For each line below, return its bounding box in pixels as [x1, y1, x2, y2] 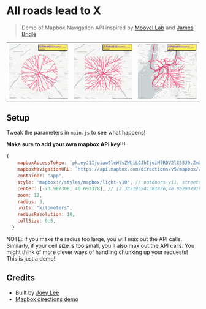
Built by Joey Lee [15, 289, 59, 296]
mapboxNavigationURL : [17, 166, 72, 173]
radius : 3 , [17, 198, 45, 205]
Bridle [21, 30, 37, 37]
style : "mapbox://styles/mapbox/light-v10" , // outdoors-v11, [17, 179, 180, 185]
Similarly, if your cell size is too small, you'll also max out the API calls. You [6, 242, 195, 249]
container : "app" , [17, 173, 64, 179]
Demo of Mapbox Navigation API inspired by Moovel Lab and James [21, 24, 194, 31]
